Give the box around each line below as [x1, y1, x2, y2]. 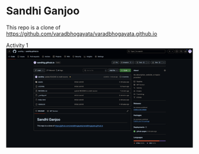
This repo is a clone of [6, 24, 61, 31]
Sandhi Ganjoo [6, 4, 80, 18]
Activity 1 [6, 42, 28, 49]
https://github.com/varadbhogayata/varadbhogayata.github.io [6, 30, 158, 37]
